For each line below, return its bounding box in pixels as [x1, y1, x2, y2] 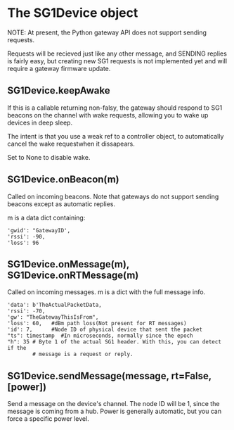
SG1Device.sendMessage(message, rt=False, [7, 369, 212, 381]
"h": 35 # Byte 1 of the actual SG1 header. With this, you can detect [7, 339, 221, 346]
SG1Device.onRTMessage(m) [7, 269, 139, 281]
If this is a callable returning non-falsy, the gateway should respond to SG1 [7, 103, 223, 112]
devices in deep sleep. [7, 118, 72, 127]
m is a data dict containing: [7, 213, 86, 222]
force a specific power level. [7, 415, 89, 423]
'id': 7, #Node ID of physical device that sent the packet [7, 326, 202, 334]
